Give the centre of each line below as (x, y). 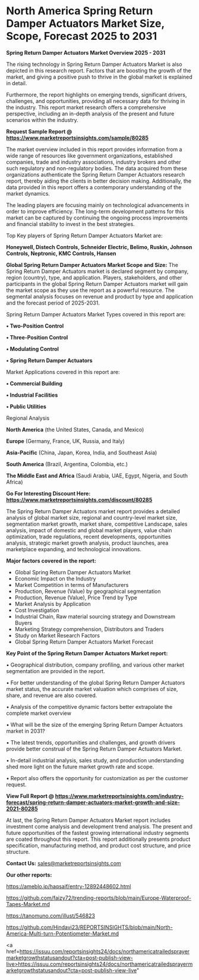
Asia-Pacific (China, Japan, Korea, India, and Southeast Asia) (82, 453)
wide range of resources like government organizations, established (89, 155)
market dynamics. (28, 193)
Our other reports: (29, 875)
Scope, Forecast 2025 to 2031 (82, 36)
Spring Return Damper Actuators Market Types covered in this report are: (96, 314)
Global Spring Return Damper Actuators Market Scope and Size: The (92, 265)
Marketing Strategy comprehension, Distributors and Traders (89, 629)
